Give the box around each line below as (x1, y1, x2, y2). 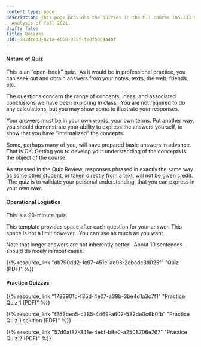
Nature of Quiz (6, 55, 44, 62)
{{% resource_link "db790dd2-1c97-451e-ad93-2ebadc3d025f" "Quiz (6, 259, 179, 266)
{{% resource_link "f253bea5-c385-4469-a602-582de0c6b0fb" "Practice (6, 311, 190, 318)
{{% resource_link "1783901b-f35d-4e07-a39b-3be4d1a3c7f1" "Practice (6, 293, 185, 300)
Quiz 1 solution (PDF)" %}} (6, 316, 72, 324)
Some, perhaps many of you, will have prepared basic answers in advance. (6, 141, 191, 148)
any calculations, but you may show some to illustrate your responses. (6, 105, 179, 112)
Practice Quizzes (6, 279, 50, 286)
